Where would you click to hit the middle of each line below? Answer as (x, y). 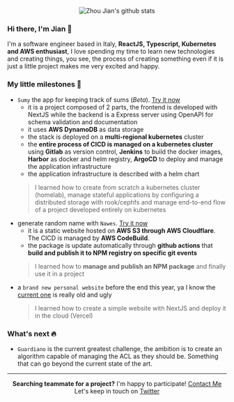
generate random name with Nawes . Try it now (83, 223)
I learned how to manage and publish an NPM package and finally (130, 266)
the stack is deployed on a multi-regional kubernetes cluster (116, 137)
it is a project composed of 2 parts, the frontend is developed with (123, 107)
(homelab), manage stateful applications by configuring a (117, 195)
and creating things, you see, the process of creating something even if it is (116, 59)
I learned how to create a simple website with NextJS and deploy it (130, 308)
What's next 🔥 (32, 334)
